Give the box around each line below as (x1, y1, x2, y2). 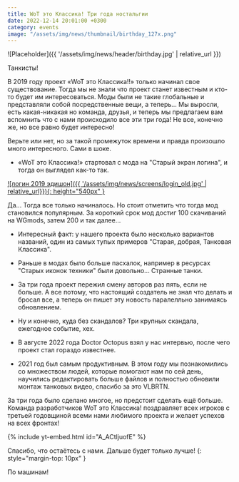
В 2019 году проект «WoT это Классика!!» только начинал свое (7, 78, 200, 86)
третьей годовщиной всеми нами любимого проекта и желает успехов (7, 411, 225, 420)
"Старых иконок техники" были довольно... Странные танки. (17, 267, 203, 275)
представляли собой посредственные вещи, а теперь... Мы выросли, (7, 101, 220, 109)
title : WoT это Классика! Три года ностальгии (7, 10, 148, 18)
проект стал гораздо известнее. (17, 346, 116, 354)
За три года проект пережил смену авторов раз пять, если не (17, 280, 208, 289)
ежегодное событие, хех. (17, 324, 95, 333)
